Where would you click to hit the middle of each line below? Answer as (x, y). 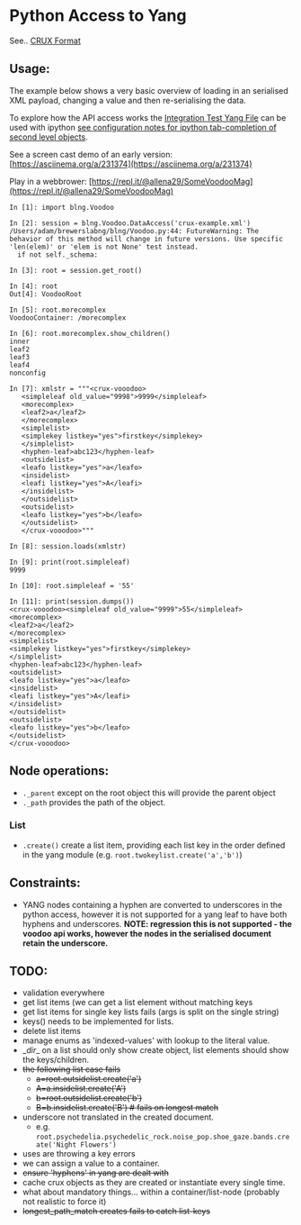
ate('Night (56, 1145)
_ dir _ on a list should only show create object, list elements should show (155, 1050)
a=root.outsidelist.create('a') (89, 1079)
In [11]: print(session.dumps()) (72, 601)
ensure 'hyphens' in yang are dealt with (95, 1173)
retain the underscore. (65, 943)
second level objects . (49, 137)
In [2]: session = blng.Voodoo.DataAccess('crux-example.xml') (130, 223)
